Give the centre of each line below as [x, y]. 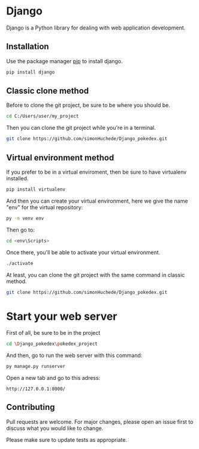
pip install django [31, 72]
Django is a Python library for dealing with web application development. [96, 28]
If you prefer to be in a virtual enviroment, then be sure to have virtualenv [97, 172]
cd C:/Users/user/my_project [43, 116]
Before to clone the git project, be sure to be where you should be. [88, 105]
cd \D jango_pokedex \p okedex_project [52, 344]
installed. [17, 178]
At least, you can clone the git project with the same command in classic [96, 275]
